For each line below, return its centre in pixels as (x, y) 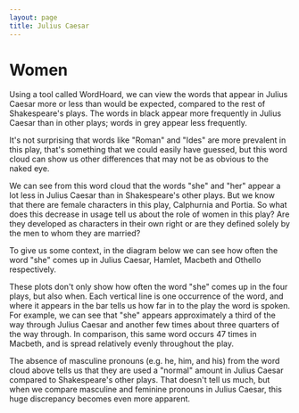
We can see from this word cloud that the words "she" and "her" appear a (145, 186)
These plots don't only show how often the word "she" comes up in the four (149, 287)
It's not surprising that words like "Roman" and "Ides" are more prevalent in (148, 140)
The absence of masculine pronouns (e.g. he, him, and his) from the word (145, 361)
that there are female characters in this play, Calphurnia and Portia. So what (148, 205)
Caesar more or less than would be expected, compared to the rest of (137, 104)
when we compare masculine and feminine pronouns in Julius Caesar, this (146, 390)
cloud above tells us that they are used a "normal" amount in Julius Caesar (146, 370)
